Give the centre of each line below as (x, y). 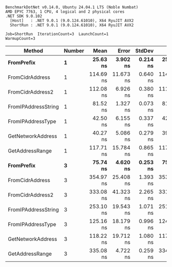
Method (34, 51)
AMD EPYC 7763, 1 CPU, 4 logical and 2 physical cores (65, 12)
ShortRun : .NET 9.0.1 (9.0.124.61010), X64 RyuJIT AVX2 (72, 25)
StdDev (144, 51)
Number (74, 51)
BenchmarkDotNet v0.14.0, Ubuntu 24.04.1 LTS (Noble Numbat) (72, 7)
